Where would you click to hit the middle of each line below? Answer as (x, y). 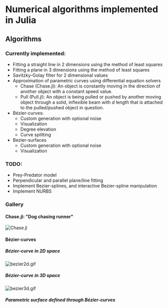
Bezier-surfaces (30, 140)
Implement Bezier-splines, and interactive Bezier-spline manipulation (85, 186)
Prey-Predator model (35, 175)
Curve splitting (36, 134)
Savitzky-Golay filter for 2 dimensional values (60, 75)
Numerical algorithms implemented (82, 9)
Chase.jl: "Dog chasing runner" (39, 217)
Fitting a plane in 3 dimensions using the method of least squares (81, 70)
